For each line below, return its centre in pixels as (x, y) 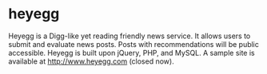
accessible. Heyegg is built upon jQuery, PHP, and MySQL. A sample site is (132, 53)
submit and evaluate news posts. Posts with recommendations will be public (134, 44)
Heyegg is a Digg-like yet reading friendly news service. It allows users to (130, 36)
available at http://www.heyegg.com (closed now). (91, 61)
